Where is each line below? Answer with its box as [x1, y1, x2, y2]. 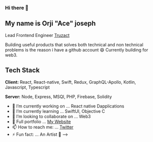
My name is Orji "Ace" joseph [5, 19, 96, 28]
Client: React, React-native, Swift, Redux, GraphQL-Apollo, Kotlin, [5, 79, 136, 85]
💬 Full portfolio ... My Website [12, 119, 71, 124]
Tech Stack [5, 66, 40, 74]
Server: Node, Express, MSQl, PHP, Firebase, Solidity [5, 93, 112, 99]
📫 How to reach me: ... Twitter [12, 124, 74, 130]
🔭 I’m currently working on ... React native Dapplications [12, 103, 125, 109]
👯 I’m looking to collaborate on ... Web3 [12, 113, 91, 119]
